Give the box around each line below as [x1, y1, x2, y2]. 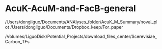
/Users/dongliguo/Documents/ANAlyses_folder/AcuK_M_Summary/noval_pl [5, 19, 158, 25]
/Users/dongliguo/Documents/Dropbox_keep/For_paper [10, 24, 124, 30]
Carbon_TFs [5, 38, 30, 44]
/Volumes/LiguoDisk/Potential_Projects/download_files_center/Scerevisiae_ [5, 33, 157, 39]
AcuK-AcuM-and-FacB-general [5, 3, 136, 14]
